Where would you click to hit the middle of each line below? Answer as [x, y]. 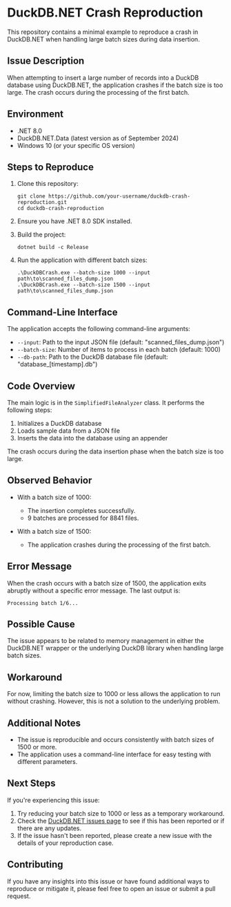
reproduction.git [42, 203]
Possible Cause [41, 625]
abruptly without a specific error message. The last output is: [94, 590]
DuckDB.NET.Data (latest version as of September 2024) [98, 138]
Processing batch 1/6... [43, 603]
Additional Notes [44, 723]
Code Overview [41, 386]
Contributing [35, 864]
